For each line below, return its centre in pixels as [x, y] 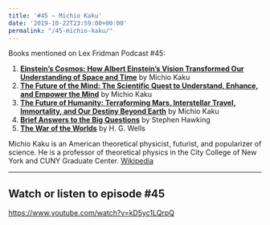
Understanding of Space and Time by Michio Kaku [105, 78]
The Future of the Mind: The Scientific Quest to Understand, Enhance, [139, 86]
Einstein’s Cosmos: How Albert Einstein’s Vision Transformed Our [132, 69]
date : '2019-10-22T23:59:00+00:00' [68, 23]
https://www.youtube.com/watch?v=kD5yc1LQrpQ [92, 213]
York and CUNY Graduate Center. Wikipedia [81, 161]
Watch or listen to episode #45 [87, 193]
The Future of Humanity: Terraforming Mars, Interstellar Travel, [128, 103]
